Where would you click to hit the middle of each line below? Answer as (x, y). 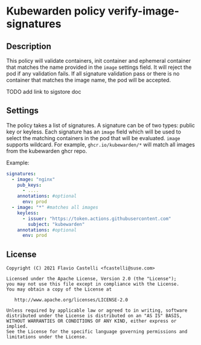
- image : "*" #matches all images (55, 208)
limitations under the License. (47, 337)
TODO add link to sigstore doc (44, 92)
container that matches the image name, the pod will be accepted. (88, 80)
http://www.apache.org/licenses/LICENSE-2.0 (71, 300)
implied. (17, 327)
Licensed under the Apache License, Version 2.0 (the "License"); (91, 279)
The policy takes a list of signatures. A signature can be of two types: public (101, 125)
